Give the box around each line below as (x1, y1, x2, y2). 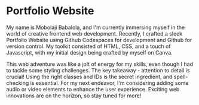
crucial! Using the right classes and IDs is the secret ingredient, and (6, 73, 173, 80)
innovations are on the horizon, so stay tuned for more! (6, 92, 142, 99)
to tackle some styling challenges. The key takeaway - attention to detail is (6, 66, 190, 74)
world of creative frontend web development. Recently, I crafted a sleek (6, 30, 183, 37)
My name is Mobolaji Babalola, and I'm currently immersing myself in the (6, 24, 185, 31)
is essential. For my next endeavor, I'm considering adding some (30, 79, 189, 87)
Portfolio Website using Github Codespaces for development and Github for (6, 36, 192, 43)
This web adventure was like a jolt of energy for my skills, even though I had (6, 61, 194, 68)
